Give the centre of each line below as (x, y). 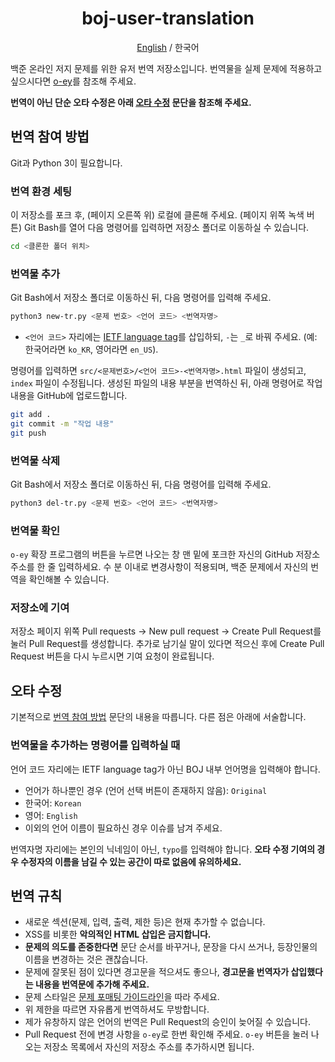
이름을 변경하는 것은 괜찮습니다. (86, 959)
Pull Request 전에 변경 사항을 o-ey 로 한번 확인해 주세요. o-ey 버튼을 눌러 (166, 1034)
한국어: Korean (53, 803)
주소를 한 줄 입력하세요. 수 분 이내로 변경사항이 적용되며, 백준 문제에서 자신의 (159, 567)
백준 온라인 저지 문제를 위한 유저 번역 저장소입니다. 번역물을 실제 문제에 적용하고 (166, 68)
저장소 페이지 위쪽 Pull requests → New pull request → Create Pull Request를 (166, 631)
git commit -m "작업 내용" (62, 423)
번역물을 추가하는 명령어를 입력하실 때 (95, 745)
